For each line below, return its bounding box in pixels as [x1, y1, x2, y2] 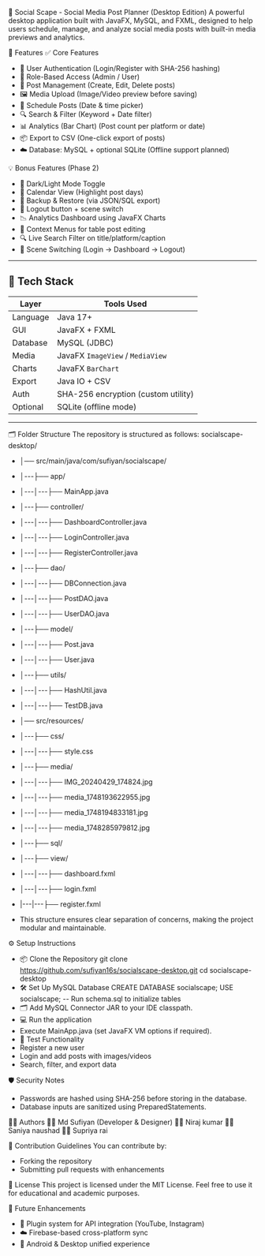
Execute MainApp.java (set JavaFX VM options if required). [19, 1026, 212, 1035]
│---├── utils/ [19, 670, 67, 679]
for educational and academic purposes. [8, 1188, 140, 1198]
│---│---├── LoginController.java [19, 533, 130, 542]
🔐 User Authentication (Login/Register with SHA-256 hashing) [19, 64, 221, 73]
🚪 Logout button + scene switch [19, 204, 124, 213]
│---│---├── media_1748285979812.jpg [19, 823, 151, 832]
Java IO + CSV [56, 376, 111, 387]
